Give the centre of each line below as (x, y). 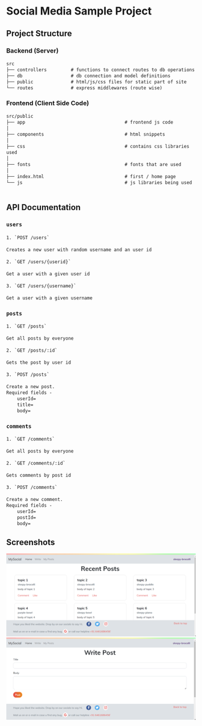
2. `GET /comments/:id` (36, 463)
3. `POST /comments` (32, 488)
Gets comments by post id (38, 476)
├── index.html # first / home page (91, 177)
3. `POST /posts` (28, 375)
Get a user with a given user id (48, 274)
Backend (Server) (32, 51)
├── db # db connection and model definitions (88, 76)
